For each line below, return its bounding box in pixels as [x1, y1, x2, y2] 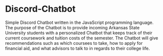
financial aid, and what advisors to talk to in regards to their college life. [5, 45, 150, 51]
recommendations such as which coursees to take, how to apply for [5, 40, 143, 46]
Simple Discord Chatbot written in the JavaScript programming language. [5, 19, 154, 25]
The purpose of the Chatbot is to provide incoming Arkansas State [5, 24, 140, 30]
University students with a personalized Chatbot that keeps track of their [5, 30, 153, 36]
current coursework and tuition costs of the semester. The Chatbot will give [5, 35, 159, 41]
